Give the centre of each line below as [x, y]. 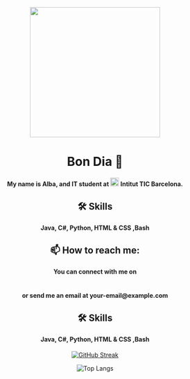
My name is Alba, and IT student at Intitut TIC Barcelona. [95, 184]
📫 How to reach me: [95, 250]
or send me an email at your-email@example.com [95, 295]
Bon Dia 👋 [95, 162]
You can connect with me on [95, 271]
